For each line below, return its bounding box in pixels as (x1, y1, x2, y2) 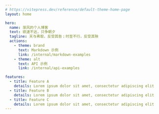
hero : (5, 20, 16, 25)
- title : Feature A (9, 79, 49, 84)
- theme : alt (14, 57, 41, 61)
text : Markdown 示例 (18, 47, 59, 53)
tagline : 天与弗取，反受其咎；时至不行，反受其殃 (9, 34, 99, 39)
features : (5, 75, 25, 79)
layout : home (5, 12, 32, 17)
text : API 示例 (18, 61, 48, 66)
